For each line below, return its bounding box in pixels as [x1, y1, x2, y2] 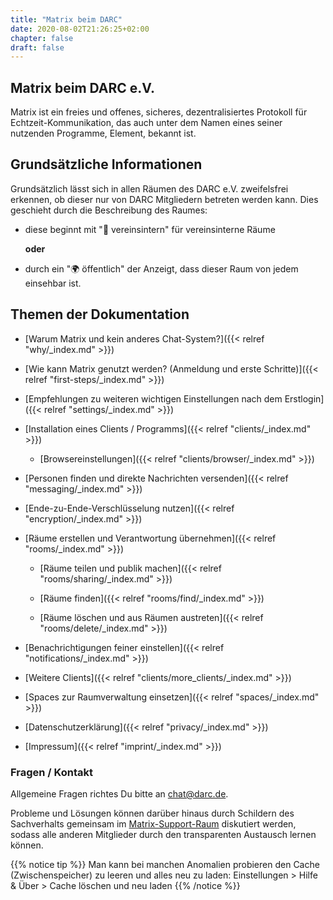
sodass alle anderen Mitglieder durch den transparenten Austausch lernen [10, 828, 317, 840]
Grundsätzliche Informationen [10, 156, 203, 173]
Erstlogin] [284, 392, 325, 405]
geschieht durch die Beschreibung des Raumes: [10, 204, 208, 216]
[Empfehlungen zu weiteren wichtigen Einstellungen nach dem [24, 392, 283, 405]
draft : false [10, 42, 65, 53]
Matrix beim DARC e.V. [10, 79, 155, 96]
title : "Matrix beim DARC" [10, 14, 123, 25]
